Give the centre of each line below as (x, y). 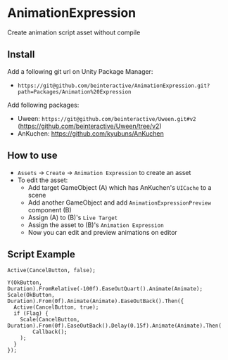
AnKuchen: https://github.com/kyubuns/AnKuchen (90, 133)
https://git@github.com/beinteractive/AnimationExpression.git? (114, 86)
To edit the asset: (43, 180)
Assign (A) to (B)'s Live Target (73, 217)
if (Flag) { (31, 314)
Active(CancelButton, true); (56, 307)
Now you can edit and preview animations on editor (102, 232)
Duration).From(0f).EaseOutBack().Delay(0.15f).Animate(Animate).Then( (114, 326)
